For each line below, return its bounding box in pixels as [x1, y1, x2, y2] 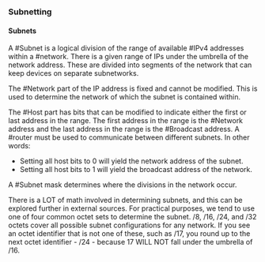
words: [8, 141, 31, 151]
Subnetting [8, 6, 52, 17]
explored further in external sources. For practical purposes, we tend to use [8, 204, 256, 213]
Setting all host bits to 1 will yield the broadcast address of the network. [19, 165, 253, 174]
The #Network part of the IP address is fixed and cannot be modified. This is [8, 84, 258, 93]
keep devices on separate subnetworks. [8, 69, 139, 78]
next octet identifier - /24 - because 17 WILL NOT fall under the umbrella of [8, 238, 253, 247]
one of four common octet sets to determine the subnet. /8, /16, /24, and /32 [8, 212, 257, 222]
